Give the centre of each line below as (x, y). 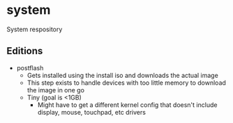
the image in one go (56, 90)
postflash (30, 67)
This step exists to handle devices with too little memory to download (126, 83)
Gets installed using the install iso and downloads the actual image (123, 75)
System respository (35, 29)
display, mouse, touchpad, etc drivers (91, 112)
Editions (25, 51)
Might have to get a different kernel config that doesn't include (127, 105)
